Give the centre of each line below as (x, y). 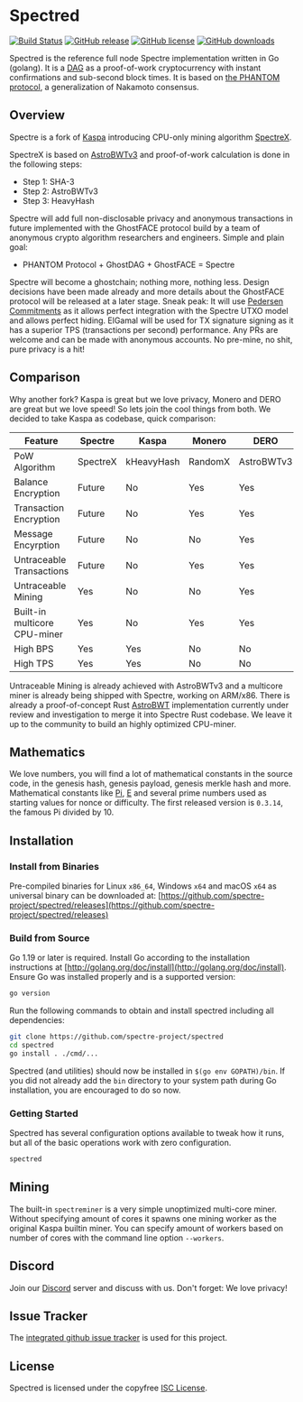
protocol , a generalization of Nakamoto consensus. (105, 87)
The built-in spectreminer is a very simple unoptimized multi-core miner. (143, 1209)
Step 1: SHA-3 (48, 181)
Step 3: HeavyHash (58, 200)
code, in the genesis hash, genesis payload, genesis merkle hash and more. (150, 784)
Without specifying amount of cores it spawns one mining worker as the (143, 1218)
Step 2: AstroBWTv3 (60, 191)
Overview (37, 115)
